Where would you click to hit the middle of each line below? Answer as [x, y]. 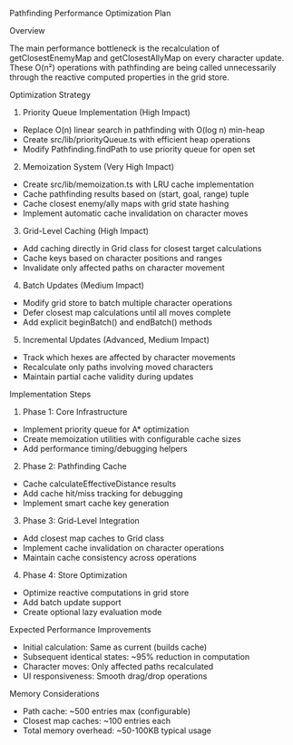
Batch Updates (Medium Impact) [83, 285]
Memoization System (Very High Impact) [98, 167]
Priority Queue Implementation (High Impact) [106, 112]
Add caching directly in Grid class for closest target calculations [142, 248]
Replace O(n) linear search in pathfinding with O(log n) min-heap [144, 130]
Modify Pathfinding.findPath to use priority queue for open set [139, 149]
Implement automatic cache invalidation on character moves [135, 213]
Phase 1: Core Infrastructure [75, 412]
